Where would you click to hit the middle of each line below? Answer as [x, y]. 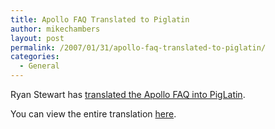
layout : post [37, 38]
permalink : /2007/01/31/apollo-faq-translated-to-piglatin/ [138, 47]
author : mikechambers [55, 29]
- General [39, 66]
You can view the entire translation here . [93, 114]
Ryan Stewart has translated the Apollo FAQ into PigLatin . [128, 94]
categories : [35, 57]
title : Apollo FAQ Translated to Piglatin [100, 19]
